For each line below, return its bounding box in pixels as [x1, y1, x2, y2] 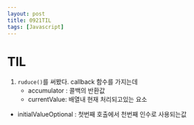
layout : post [7, 10, 46, 18]
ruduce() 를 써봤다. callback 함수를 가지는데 [17, 78, 138, 86]
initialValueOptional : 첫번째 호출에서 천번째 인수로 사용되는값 [17, 110, 187, 119]
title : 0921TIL [7, 17, 52, 24]
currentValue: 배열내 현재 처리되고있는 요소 [27, 96, 148, 104]
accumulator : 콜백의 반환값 [27, 86, 105, 95]
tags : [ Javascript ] [7, 23, 64, 30]
